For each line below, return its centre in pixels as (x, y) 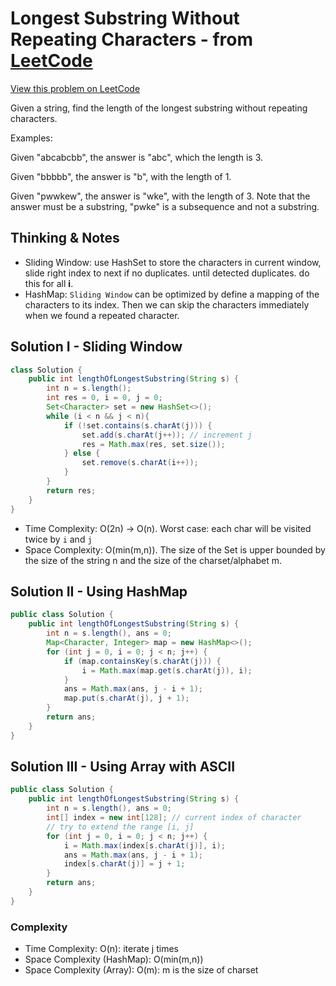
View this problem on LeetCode (75, 88)
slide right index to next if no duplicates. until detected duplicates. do (167, 273)
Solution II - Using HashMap (99, 591)
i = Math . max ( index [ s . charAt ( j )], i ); (144, 845)
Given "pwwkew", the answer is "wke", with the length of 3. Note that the (160, 196)
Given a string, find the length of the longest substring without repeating (159, 108)
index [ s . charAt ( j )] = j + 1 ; (124, 864)
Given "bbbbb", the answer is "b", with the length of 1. (121, 176)
